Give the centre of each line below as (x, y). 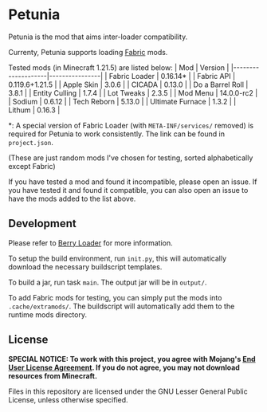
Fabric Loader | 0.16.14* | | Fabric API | (172, 76)
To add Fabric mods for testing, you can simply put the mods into (115, 297)
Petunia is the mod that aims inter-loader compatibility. (98, 37)
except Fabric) (32, 166)
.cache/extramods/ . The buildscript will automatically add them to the (122, 306)
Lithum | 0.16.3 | (34, 110)
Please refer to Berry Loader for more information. (90, 243)
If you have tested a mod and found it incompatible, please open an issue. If (133, 182)
